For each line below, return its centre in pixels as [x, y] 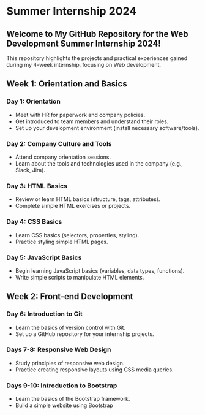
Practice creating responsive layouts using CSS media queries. [94, 370]
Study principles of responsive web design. [70, 363]
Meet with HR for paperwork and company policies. [80, 115]
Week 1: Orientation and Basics [67, 84]
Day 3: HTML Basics [37, 186]
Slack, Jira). [30, 170]
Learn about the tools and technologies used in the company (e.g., [99, 163]
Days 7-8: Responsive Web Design [59, 349]
